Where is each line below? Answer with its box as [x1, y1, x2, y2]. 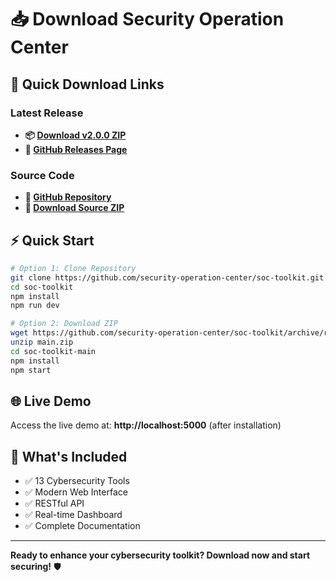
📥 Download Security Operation [10, 8, 285, 31]
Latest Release [10, 106, 84, 120]
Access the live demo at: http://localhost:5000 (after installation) [10, 419, 282, 431]
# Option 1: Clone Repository [10, 263, 137, 273]
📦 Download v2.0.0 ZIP [24, 129, 127, 141]
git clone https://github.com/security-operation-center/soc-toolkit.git [10, 272, 325, 283]
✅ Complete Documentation [24, 520, 141, 532]
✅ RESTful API [24, 497, 85, 510]
